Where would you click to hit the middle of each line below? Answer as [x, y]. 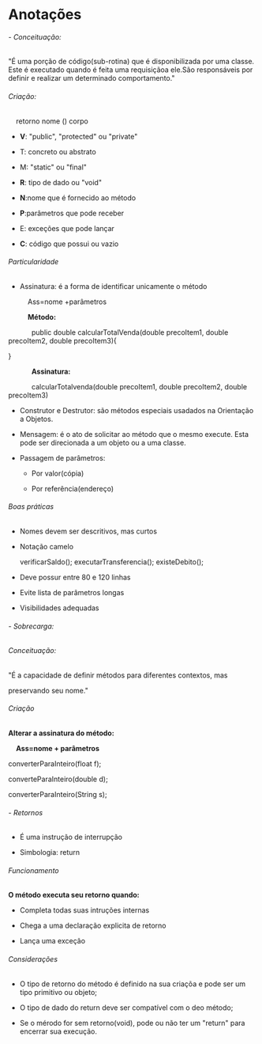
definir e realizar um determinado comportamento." [92, 78]
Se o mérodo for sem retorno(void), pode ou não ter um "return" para [132, 1023]
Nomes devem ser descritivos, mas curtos [88, 531]
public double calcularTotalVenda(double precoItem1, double [130, 332]
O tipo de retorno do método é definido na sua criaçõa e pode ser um [133, 984]
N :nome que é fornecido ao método [78, 197]
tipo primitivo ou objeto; [58, 992]
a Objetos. [36, 419]
